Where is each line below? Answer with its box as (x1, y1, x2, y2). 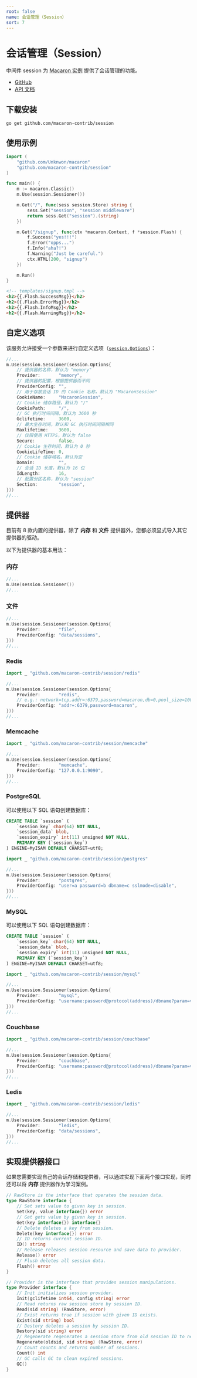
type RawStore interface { (6, 1198, 72, 1204)
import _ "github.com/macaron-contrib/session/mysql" (6, 971, 141, 977)
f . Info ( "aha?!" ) (27, 246, 67, 251)
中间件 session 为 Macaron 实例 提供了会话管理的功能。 (6, 67, 141, 74)
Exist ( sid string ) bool (16, 1317, 75, 1323)
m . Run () (16, 272, 35, 278)
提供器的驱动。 (6, 534, 42, 541)
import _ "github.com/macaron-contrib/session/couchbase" (6, 1036, 151, 1042)
